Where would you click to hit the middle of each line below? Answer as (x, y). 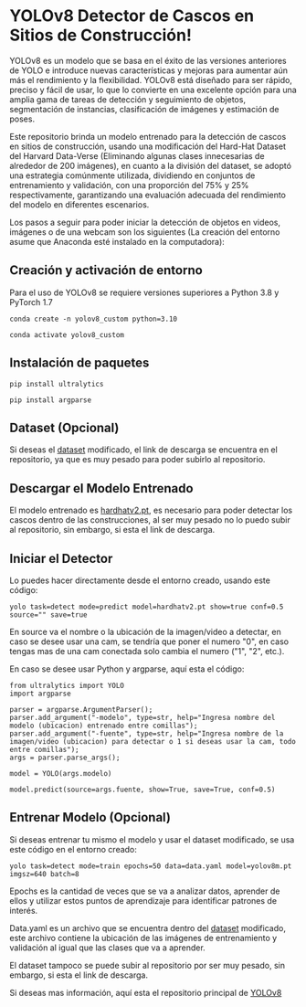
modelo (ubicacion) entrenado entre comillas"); (104, 726)
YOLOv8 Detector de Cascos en (132, 16)
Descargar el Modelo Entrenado (101, 488)
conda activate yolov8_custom (67, 334)
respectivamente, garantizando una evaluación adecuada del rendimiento (148, 195)
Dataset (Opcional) (64, 427)
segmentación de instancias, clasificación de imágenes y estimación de (144, 109)
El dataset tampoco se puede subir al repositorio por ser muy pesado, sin (148, 965)
